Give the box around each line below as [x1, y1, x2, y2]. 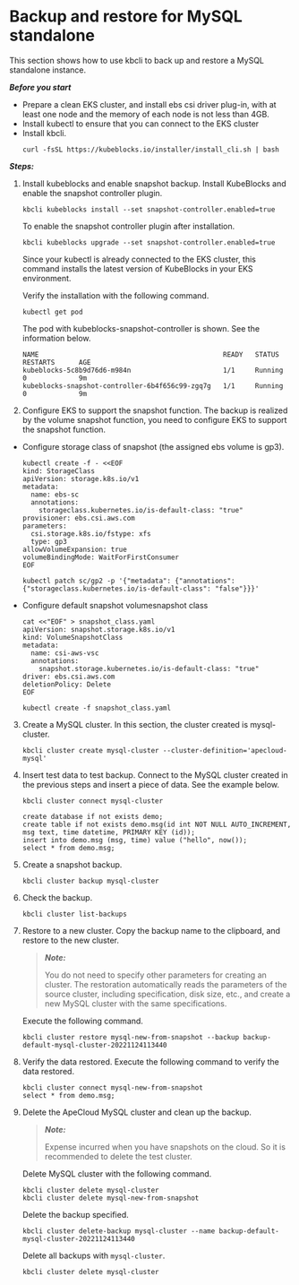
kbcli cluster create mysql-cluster [21, 746, 159, 755]
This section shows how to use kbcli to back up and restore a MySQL [9, 55, 265, 65]
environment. [21, 272, 72, 283]
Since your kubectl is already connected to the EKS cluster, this [21, 254, 257, 264]
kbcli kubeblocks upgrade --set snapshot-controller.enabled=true [21, 237, 276, 247]
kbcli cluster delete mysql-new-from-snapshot [21, 1194, 200, 1203]
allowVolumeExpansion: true [21, 545, 127, 554]
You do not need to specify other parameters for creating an [44, 970, 267, 980]
